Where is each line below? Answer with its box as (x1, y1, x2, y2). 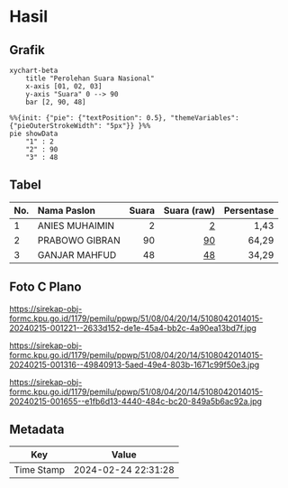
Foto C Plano (9, 280, 82, 295)
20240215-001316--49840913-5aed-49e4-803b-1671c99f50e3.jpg (9, 359, 260, 370)
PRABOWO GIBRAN (37, 234, 121, 246)
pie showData (9, 129, 58, 138)
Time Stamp (13, 464, 66, 476)
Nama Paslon (37, 204, 96, 216)
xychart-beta (9, 66, 58, 75)
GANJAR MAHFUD (37, 248, 117, 261)
